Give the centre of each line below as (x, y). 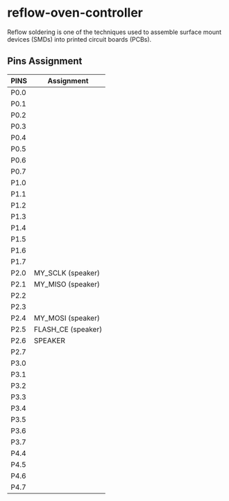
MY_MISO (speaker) (67, 284)
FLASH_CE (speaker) (68, 329)
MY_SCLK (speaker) (67, 273)
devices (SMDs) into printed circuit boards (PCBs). (79, 39)
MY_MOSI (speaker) (67, 318)
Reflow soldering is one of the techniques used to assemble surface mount (114, 32)
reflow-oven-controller (75, 13)
